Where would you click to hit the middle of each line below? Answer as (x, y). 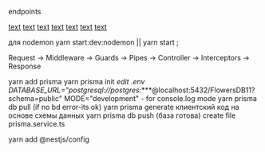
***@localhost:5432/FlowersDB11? (198, 90)
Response (25, 66)
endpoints (25, 12)
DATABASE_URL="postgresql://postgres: (75, 90)
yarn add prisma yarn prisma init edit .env (77, 82)
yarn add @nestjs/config (49, 139)
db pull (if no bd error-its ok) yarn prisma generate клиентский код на (124, 107)
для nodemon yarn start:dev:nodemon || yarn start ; (94, 42)
